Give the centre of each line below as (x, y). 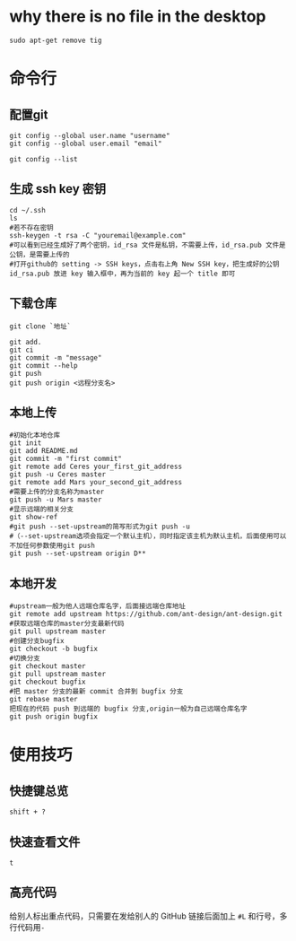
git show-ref (34, 518)
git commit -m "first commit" (66, 459)
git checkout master (48, 667)
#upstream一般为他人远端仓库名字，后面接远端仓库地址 (98, 606)
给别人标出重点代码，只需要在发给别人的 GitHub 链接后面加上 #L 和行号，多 (148, 916)
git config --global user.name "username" (90, 135)
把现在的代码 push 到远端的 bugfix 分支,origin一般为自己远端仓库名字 (128, 709)
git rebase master (44, 700)
